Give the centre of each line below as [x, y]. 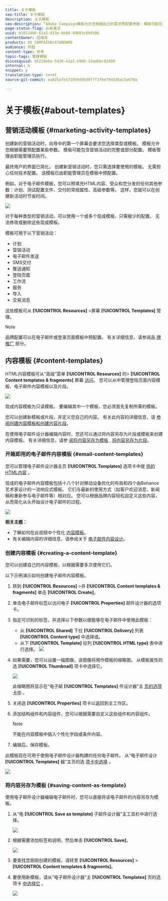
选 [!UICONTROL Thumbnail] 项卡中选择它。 [58, 666]
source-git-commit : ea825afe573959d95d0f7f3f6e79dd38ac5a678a [71, 80]
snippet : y [16, 71]
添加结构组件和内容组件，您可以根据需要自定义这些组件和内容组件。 [82, 714]
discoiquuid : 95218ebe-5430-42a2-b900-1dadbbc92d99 [60, 61]
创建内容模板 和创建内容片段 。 [40, 423]
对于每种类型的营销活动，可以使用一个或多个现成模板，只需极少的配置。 [79, 216]
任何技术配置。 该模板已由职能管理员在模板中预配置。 [65, 173]
